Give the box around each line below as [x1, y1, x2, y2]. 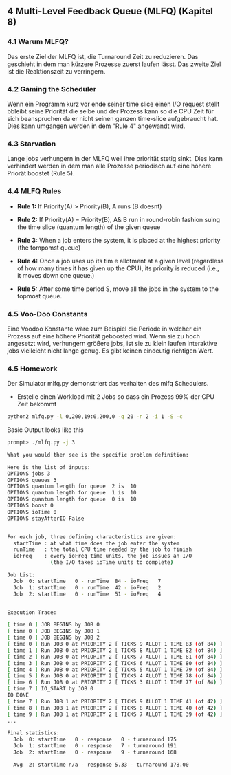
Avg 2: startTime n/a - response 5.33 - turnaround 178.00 [13, 761, 189, 768]
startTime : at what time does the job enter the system [13, 540, 180, 547]
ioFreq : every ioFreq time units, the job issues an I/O [13, 553, 192, 560]
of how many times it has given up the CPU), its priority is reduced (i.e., [16, 264, 220, 272]
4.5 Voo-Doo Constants [7, 309, 88, 318]
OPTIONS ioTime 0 [7, 508, 57, 515]
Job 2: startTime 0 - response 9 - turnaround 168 [13, 749, 177, 756]
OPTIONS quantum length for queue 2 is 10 [7, 483, 137, 490]
